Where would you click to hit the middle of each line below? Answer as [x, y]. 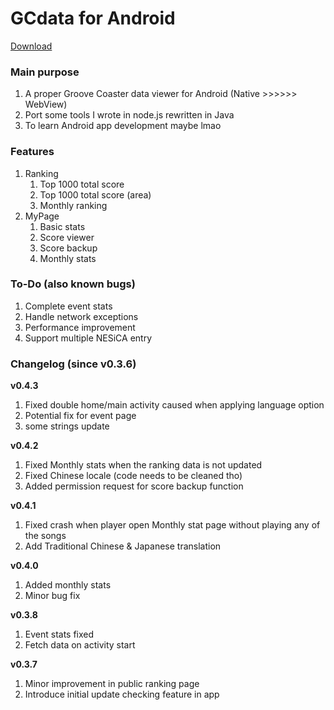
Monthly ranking [73, 205]
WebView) [46, 104]
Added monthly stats [68, 585]
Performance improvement [80, 327]
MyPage [42, 216]
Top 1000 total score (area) [95, 194]
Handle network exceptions [81, 316]
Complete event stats [68, 306]
